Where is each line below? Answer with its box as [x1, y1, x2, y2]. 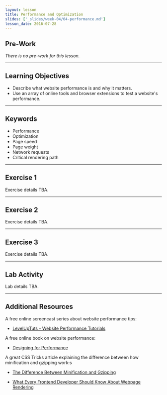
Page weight [12, 144, 38, 150]
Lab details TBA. [5, 283, 39, 289]
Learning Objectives [5, 72, 70, 80]
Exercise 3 [5, 238, 38, 246]
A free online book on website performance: [5, 335, 96, 341]
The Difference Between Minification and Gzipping [12, 369, 116, 375]
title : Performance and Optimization [5, 12, 83, 17]
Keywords [5, 115, 37, 123]
